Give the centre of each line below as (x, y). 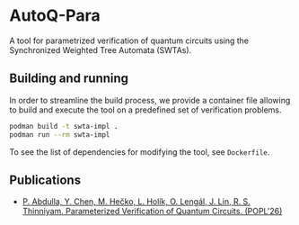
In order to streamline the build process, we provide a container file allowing (150, 100)
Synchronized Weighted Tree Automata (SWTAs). (101, 49)
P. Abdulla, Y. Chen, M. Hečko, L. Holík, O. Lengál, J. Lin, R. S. (136, 202)
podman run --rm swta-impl (60, 135)
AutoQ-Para (55, 16)
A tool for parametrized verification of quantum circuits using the (129, 40)
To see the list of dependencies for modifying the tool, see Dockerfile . (140, 152)
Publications (45, 180)
